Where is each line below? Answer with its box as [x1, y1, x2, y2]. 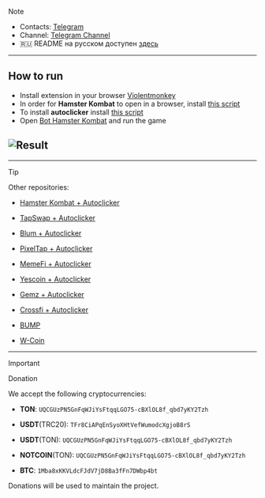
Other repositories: [8, 182, 69, 192]
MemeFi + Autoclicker [19, 258, 92, 268]
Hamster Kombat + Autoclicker [19, 198, 120, 207]
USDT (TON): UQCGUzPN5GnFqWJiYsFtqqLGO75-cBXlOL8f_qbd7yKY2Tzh [19, 435, 233, 444]
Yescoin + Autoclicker [19, 274, 91, 284]
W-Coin [19, 335, 45, 345]
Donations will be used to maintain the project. [8, 481, 159, 490]
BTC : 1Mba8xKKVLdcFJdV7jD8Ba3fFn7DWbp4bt [19, 466, 158, 475]
